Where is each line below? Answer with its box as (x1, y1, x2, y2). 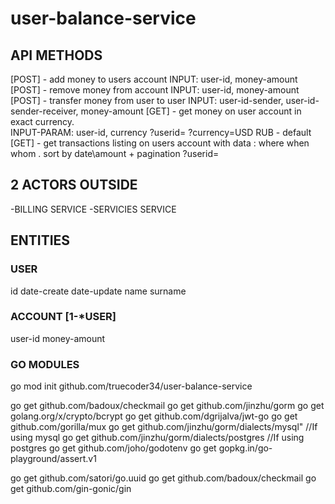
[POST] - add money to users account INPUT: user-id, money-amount (10, 73, 298, 85)
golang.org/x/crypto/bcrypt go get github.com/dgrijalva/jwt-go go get (10, 410, 298, 422)
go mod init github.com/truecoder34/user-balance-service (10, 380, 253, 392)
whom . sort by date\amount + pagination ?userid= (10, 148, 220, 159)
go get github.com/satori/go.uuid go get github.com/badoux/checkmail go (10, 472, 317, 484)
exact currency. (10, 116, 75, 127)
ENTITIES (10, 232, 71, 249)
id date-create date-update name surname (10, 285, 187, 297)
